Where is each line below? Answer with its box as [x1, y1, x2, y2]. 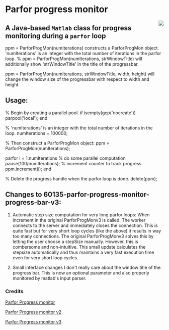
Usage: [5, 96, 29, 105]
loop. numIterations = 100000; [5, 130, 68, 136]
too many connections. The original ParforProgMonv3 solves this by [12, 233, 154, 239]
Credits [5, 288, 24, 295]
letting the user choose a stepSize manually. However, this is [12, 239, 138, 245]
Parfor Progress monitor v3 [5, 318, 62, 324]
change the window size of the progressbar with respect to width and [5, 76, 149, 82]
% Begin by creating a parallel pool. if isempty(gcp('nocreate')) [5, 110, 136, 116]
